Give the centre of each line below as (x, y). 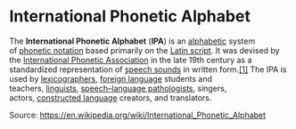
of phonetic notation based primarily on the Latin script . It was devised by (144, 50)
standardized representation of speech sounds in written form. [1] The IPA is (148, 69)
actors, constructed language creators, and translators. (111, 97)
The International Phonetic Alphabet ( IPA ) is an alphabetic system (132, 41)
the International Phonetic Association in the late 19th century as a (131, 60)
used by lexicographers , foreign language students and (111, 78)
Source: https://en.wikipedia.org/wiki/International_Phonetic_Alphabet (137, 115)
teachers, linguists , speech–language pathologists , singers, (118, 88)
